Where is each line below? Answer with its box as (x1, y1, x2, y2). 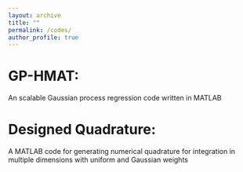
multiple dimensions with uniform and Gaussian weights (8, 155, 188, 165)
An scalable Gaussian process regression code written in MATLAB (8, 93, 222, 103)
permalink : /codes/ (8, 26, 72, 34)
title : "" (8, 19, 41, 27)
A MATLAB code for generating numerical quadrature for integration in (8, 147, 236, 156)
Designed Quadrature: (8, 121, 157, 138)
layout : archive (8, 11, 61, 20)
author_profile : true (8, 33, 79, 42)
